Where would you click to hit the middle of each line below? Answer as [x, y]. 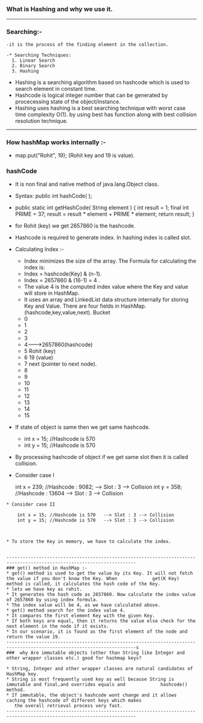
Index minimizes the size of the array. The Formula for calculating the [110, 261]
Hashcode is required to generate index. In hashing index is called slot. [103, 237]
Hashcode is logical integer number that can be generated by [91, 95]
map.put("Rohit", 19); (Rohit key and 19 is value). [75, 155]
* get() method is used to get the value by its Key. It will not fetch [100, 573]
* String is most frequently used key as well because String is [90, 679]
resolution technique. [41, 120]
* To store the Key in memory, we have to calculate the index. [89, 542]
